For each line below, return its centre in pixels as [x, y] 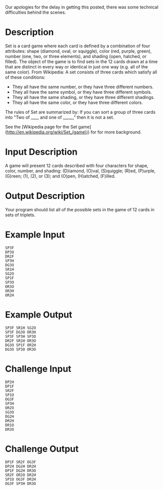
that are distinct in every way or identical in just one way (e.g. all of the [77, 66]
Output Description [45, 196]
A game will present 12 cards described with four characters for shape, [77, 165]
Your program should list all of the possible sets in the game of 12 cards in [80, 209]
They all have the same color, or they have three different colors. [78, 102]
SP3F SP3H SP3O [21, 336]
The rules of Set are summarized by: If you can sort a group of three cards [80, 112]
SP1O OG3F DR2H [21, 479]
